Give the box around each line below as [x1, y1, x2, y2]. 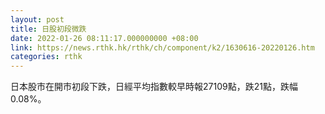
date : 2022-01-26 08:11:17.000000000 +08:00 [10, 33, 199, 43]
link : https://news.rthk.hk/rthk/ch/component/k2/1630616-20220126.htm [10, 42, 315, 53]
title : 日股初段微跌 [10, 24, 87, 34]
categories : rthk [10, 52, 83, 62]
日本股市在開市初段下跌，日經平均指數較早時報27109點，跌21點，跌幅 [10, 81, 298, 93]
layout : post [10, 14, 65, 25]
